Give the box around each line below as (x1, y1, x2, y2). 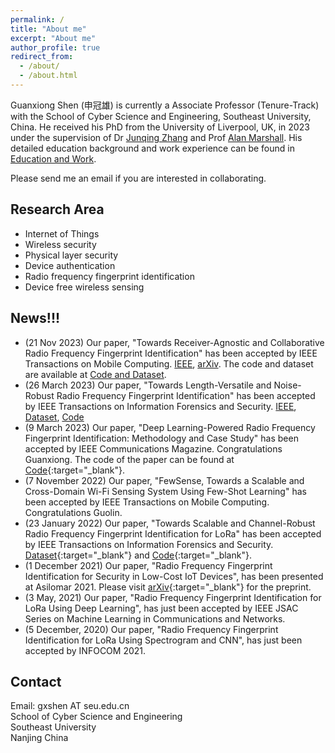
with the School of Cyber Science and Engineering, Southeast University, (10, 110, 312, 122)
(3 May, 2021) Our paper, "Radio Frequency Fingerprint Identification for (24, 591, 322, 603)
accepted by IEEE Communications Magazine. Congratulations (24, 442, 283, 455)
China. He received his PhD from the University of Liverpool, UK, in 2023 (10, 121, 310, 133)
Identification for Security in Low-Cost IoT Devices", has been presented (24, 570, 324, 582)
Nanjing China (10, 732, 69, 744)
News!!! (10, 310, 61, 327)
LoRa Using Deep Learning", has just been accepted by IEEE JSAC (24, 602, 299, 614)
